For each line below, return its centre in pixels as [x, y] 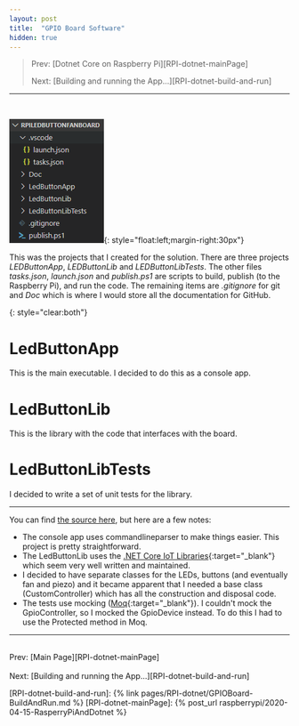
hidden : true [33, 37]
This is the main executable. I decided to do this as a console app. [130, 373]
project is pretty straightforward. [81, 546]
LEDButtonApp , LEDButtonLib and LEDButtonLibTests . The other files [136, 267]
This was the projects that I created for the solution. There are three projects [149, 257]
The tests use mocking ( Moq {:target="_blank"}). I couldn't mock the [147, 603]
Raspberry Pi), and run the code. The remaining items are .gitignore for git [145, 286]
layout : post [33, 19]
